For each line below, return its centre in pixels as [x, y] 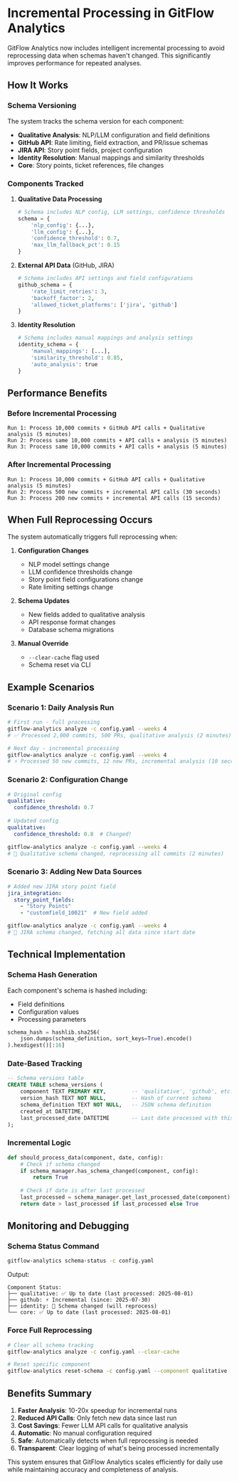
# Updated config [33, 821]
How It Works [38, 86]
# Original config [34, 794]
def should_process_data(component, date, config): [85, 1157]
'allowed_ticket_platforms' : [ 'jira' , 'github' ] [104, 305]
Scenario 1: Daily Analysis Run [61, 707]
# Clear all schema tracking [51, 1345]
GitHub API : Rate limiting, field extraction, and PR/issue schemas [113, 142]
